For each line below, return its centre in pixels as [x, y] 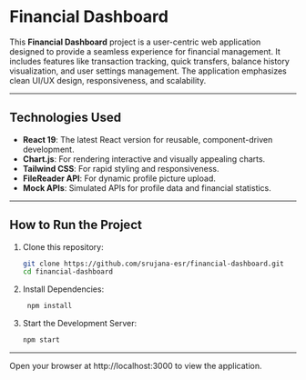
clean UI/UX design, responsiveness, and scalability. [108, 80]
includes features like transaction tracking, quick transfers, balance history [149, 61]
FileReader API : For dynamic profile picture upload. [119, 178]
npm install [50, 306]
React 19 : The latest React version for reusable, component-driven [148, 139]
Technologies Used [65, 118]
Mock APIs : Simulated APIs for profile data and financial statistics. [147, 187]
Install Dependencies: [63, 289]
